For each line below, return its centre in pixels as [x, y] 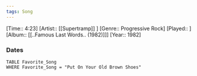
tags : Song [20, 11]
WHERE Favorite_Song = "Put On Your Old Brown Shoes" [74, 67]
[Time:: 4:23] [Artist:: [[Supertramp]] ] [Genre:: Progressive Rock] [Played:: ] [99, 28]
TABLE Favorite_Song [32, 62]
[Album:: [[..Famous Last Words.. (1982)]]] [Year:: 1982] [74, 34]
